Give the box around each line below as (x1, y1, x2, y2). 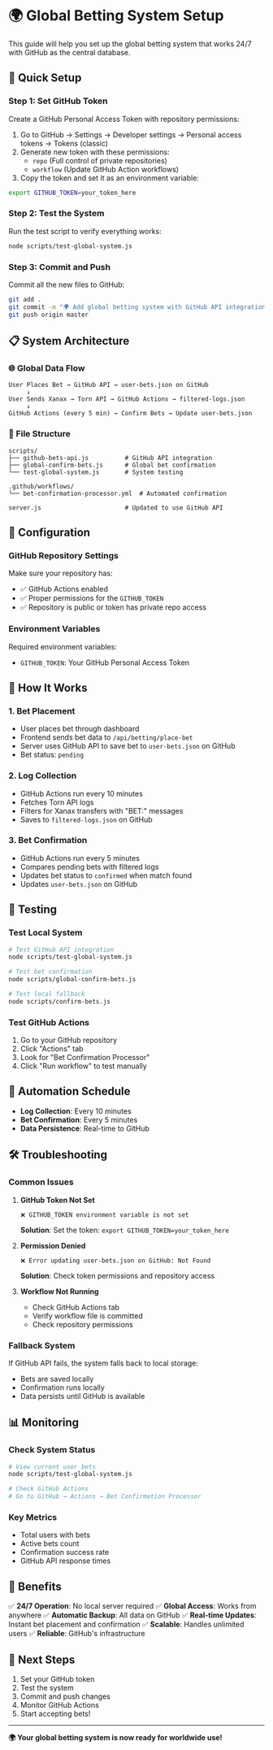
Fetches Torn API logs (19, 797, 94, 807)
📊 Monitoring (8, 1416, 80, 1430)
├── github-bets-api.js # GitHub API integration (8, 454, 213, 462)
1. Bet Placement (8, 705, 76, 716)
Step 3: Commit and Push (8, 261, 111, 272)
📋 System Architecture (8, 334, 130, 348)
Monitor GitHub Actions (19, 1700, 99, 1709)
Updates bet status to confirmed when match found (19, 871, 193, 880)
